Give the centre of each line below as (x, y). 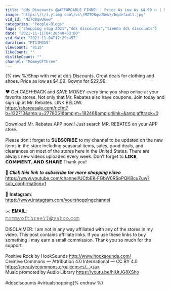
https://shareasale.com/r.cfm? (37, 108)
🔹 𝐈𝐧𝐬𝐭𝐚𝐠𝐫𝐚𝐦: (19, 194)
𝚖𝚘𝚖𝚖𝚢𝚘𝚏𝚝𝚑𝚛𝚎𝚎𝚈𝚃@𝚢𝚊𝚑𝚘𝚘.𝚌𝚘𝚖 (42, 218)
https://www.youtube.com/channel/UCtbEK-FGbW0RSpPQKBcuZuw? (78, 178)
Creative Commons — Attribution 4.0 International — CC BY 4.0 (72, 261)
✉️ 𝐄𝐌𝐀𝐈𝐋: (16, 211)
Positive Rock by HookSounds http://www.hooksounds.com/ (68, 256)
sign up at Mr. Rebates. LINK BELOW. (44, 103)
